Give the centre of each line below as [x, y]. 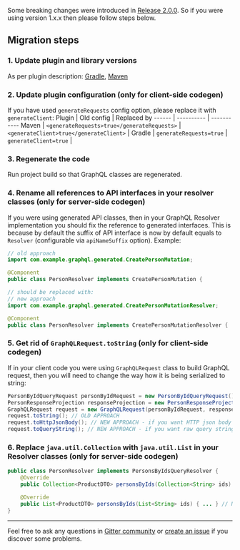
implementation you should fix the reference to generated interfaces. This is [119, 225]
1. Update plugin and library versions [72, 61]
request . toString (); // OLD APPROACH [64, 416]
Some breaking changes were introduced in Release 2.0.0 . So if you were [115, 10]
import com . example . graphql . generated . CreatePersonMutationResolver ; [113, 305]
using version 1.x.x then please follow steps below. [82, 18]
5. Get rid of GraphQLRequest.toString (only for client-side [108, 343]
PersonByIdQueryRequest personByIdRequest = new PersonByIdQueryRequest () [121, 396]
